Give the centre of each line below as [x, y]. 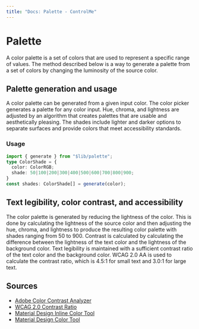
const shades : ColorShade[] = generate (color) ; [66, 184]
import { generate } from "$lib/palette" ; [59, 156]
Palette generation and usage [62, 89]
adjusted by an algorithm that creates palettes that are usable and [87, 116]
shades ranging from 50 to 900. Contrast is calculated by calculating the [95, 236]
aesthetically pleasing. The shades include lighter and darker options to [94, 122]
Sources [22, 286]
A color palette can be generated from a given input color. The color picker [98, 103]
